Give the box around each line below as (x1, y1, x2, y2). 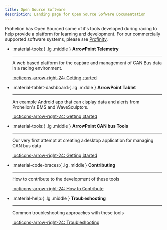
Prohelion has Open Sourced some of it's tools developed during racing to (5, 25, 157, 31)
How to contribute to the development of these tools (12, 176, 120, 182)
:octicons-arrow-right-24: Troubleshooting (12, 219, 100, 225)
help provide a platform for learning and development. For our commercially (5, 31, 161, 37)
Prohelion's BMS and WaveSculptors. (12, 104, 89, 110)
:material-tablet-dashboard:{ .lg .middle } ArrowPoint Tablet (12, 84, 136, 90)
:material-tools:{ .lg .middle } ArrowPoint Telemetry (12, 46, 119, 52)
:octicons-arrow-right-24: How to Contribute (12, 185, 104, 191)
